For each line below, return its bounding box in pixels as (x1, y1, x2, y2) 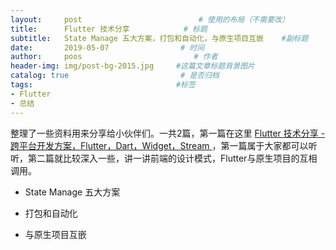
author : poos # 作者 (10, 52, 218, 62)
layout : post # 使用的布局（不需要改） (10, 14, 290, 25)
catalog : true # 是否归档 (10, 71, 220, 81)
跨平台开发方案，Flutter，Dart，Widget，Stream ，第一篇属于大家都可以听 (10, 139, 318, 151)
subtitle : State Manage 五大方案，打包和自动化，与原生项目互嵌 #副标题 (10, 33, 309, 43)
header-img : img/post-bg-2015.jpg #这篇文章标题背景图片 (10, 61, 255, 71)
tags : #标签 (10, 80, 196, 90)
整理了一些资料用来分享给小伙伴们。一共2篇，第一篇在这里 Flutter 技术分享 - (10, 127, 326, 139)
